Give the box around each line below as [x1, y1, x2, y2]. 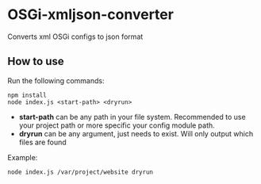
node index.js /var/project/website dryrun [7, 168, 154, 176]
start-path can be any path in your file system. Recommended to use [18, 112, 247, 121]
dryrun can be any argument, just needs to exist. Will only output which [18, 128, 254, 138]
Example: [7, 152, 38, 162]
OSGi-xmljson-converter [7, 6, 174, 24]
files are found [18, 137, 67, 147]
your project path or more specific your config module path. [18, 121, 215, 130]
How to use [7, 55, 64, 68]
